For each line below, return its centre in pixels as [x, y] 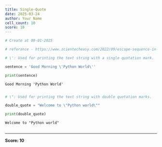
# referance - [19, 49]
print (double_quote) [26, 114]
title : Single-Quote [26, 9]
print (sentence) [21, 75]
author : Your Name [23, 18]
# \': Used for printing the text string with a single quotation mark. [80, 58]
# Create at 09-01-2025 [29, 41]
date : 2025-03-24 [22, 14]
